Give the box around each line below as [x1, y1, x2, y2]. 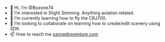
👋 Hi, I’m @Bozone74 [10, 5, 54, 10]
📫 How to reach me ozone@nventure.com [10, 31, 99, 37]
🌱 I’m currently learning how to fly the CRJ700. [10, 15, 107, 21]
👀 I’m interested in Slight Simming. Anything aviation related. [10, 10, 134, 16]
